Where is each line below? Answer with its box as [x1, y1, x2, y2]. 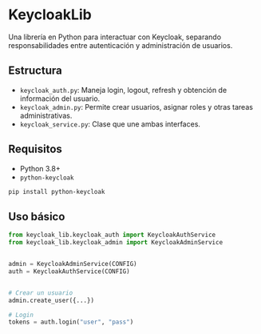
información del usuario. [19, 94, 101, 103]
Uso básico [8, 210, 65, 223]
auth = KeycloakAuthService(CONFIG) [8, 267, 130, 276]
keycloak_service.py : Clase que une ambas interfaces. [19, 119, 201, 129]
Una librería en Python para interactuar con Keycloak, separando [8, 32, 222, 42]
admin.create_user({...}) [8, 296, 94, 304]
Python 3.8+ [19, 163, 61, 173]
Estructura [8, 64, 62, 78]
